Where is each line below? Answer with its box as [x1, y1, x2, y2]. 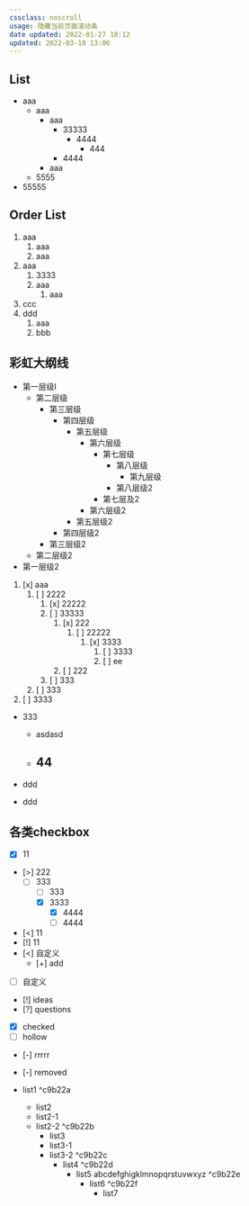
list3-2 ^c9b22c [49, 1149, 108, 1160]
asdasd [35, 728, 64, 739]
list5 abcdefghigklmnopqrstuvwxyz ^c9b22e [76, 1168, 241, 1179]
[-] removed [22, 1066, 67, 1077]
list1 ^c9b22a [22, 1084, 71, 1094]
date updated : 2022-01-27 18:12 [9, 30, 130, 39]
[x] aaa [22, 579, 49, 589]
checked [22, 1021, 56, 1031]
